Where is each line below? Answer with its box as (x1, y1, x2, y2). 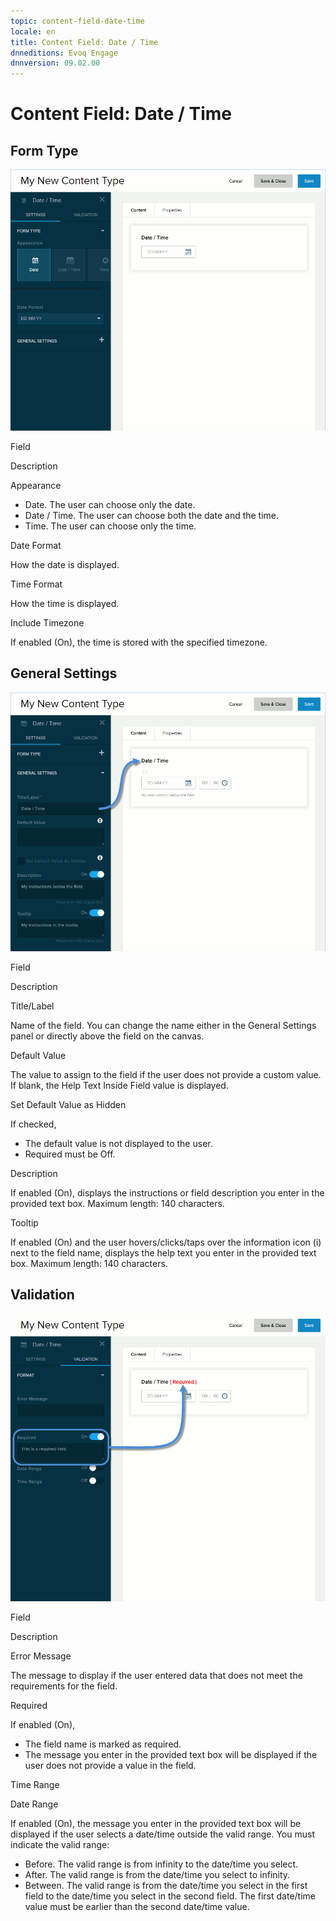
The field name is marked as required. (24, 1738, 182, 1750)
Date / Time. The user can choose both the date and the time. (24, 509, 280, 521)
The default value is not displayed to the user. (24, 1137, 213, 1149)
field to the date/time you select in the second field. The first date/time (24, 1890, 317, 1902)
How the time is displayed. (10, 597, 120, 609)
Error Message (10, 1650, 72, 1662)
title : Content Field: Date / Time (10, 37, 159, 47)
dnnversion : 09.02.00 (10, 58, 101, 69)
